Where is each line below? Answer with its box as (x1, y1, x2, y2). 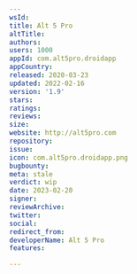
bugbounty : (9, 161, 49, 170)
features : (9, 244, 46, 253)
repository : (9, 137, 53, 145)
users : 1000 (9, 46, 53, 55)
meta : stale (9, 169, 53, 178)
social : (9, 219, 38, 228)
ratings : (9, 104, 42, 113)
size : (9, 121, 29, 129)
